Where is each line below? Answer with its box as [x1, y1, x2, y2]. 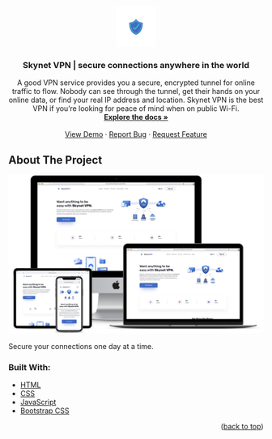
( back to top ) [220, 421, 264, 431]
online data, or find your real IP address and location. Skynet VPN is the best [8, 95, 264, 105]
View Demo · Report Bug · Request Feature [64, 130, 208, 139]
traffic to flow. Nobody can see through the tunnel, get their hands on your [11, 87, 261, 96]
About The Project [8, 153, 103, 167]
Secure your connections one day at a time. [8, 341, 154, 351]
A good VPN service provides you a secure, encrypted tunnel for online [17, 78, 255, 87]
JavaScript [19, 397, 57, 407]
